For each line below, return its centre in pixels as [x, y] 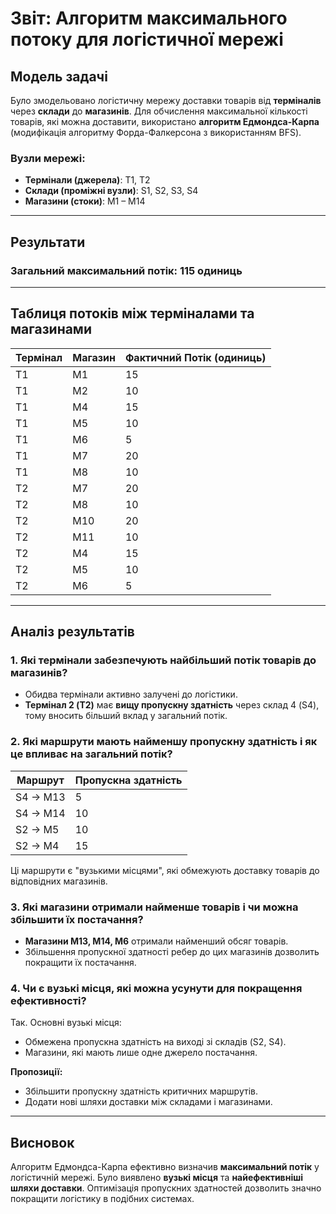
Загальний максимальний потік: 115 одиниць [126, 270]
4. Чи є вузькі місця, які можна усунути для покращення [156, 988]
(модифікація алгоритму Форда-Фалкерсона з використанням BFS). [156, 132]
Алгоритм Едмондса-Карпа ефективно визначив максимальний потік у [165, 1167]
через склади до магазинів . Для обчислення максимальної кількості [159, 111]
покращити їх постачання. [80, 963]
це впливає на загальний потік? [91, 754]
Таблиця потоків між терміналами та [132, 313]
